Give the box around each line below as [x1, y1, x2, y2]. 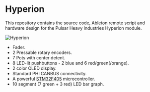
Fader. [12, 44, 26, 50]
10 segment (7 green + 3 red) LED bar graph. [12, 81, 104, 87]
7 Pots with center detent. [12, 54, 66, 60]
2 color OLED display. [12, 65, 57, 71]
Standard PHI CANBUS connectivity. [12, 70, 87, 76]
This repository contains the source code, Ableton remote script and [5, 20, 145, 26]
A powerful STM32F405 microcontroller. [12, 76, 95, 82]
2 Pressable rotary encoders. [12, 49, 72, 55]
